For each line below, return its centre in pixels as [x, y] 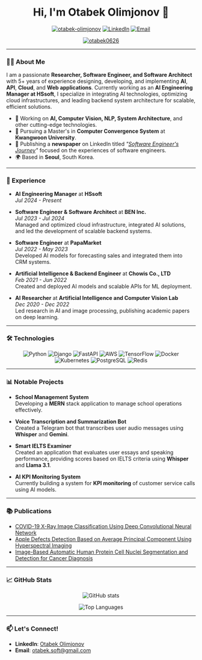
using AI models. [36, 490]
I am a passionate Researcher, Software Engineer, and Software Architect [99, 75]
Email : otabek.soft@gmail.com [53, 650]
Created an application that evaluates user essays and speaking [94, 453]
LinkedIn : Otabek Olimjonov [50, 644]
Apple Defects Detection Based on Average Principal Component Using [103, 539]
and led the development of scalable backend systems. [83, 231]
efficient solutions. [29, 107]
